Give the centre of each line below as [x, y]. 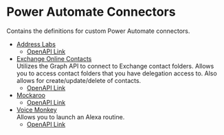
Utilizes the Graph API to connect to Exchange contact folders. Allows [115, 66]
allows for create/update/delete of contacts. [79, 80]
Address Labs [36, 44]
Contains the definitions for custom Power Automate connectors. [98, 31]
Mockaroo [31, 95]
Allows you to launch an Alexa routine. [70, 116]
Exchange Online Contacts [54, 58]
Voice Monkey [37, 110]
